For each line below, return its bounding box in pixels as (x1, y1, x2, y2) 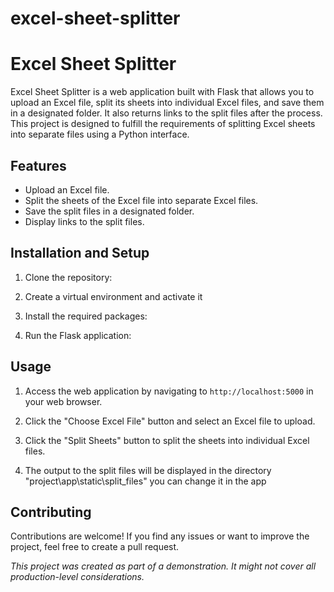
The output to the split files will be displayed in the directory (24, 464, 272, 476)
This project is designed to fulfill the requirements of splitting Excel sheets (10, 118, 316, 130)
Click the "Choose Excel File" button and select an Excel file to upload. (24, 415, 316, 427)
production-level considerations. (10, 571, 145, 583)
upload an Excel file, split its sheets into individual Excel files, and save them (10, 97, 325, 109)
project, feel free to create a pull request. (10, 541, 180, 553)
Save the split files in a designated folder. (24, 205, 195, 217)
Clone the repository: (24, 271, 113, 283)
